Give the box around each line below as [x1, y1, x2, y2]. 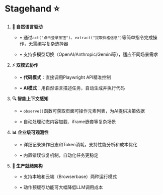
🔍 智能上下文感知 [12, 95, 49, 102]
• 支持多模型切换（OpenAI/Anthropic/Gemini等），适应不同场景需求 [19, 51, 158, 57]
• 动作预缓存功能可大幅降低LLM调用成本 [19, 184, 103, 190]
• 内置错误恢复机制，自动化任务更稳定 [19, 152, 99, 158]
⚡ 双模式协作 [12, 62, 39, 68]
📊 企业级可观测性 [12, 129, 49, 135]
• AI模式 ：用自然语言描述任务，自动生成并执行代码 [19, 85, 125, 91]
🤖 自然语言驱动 [12, 24, 43, 30]
